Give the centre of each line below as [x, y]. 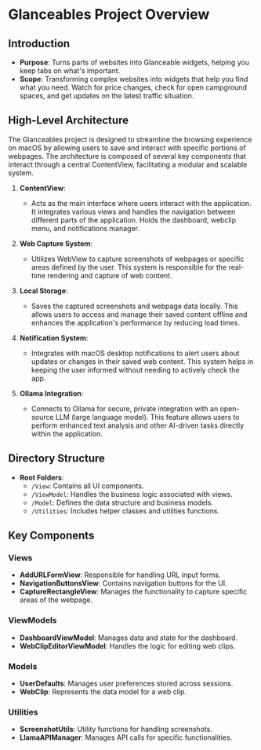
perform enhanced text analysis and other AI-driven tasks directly [138, 425]
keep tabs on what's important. [70, 71]
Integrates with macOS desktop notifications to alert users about [135, 353]
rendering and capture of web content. [109, 275]
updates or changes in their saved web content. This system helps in [142, 361]
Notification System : [54, 338]
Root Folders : [42, 477]
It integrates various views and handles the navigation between [133, 211]
